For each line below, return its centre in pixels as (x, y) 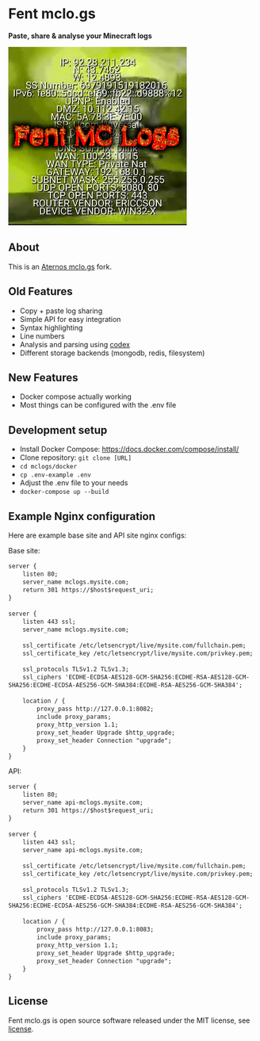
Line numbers (42, 336)
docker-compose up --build (64, 492)
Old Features (40, 291)
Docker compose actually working (76, 396)
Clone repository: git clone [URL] (76, 457)
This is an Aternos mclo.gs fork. (60, 266)
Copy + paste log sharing (61, 311)
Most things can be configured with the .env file (98, 405)
